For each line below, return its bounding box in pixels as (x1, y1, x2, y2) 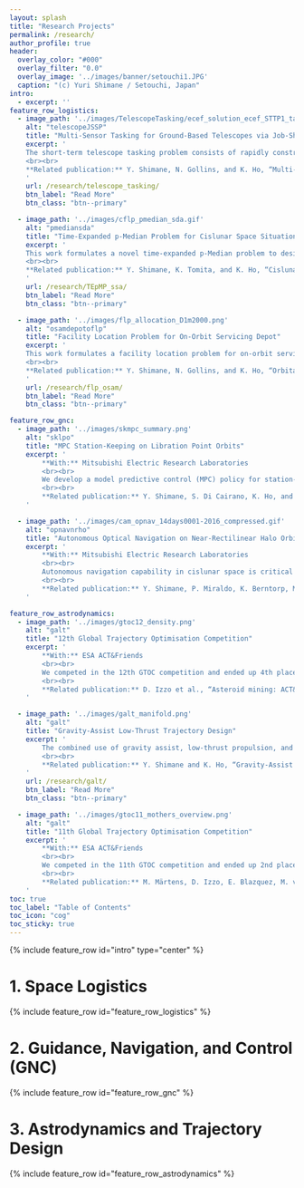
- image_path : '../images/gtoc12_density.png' (17, 617, 196, 626)
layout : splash (9, 13, 67, 23)
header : (9, 47, 39, 56)
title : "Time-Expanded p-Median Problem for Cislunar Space (25, 232, 257, 241)
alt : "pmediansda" (25, 223, 95, 232)
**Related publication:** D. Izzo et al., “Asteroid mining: (42, 685, 278, 694)
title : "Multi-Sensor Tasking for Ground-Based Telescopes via (25, 131, 270, 140)
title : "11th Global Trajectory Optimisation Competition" (25, 826, 253, 836)
